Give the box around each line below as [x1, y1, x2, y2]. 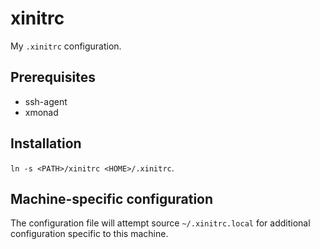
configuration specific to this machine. [10, 228, 169, 240]
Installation [10, 135, 82, 152]
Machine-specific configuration [10, 190, 214, 207]
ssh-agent [24, 95, 68, 107]
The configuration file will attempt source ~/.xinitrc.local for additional [10, 217, 311, 229]
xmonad [24, 106, 59, 118]
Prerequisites [10, 69, 96, 86]
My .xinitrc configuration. [10, 40, 122, 52]
